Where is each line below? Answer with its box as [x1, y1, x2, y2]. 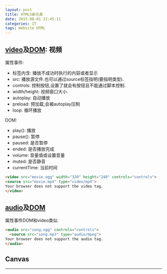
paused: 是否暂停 [12, 139, 48, 145]
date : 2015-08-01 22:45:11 [5, 16, 61, 21]
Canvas [5, 255, 29, 264]
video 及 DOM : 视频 [5, 45, 62, 54]
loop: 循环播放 [12, 107, 42, 113]
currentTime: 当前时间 [12, 164, 58, 170]
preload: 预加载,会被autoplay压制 [12, 101, 81, 107]
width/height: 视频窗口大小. [12, 88, 69, 94]
